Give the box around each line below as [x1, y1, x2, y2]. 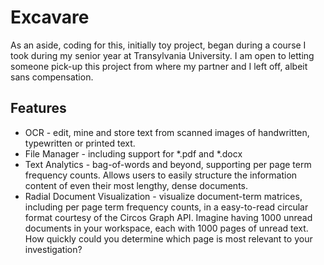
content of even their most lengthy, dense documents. [24, 179, 248, 191]
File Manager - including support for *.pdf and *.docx [24, 147, 243, 160]
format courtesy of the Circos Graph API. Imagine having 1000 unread [24, 211, 313, 223]
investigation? [24, 243, 83, 255]
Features [10, 100, 67, 117]
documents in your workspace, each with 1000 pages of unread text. [24, 222, 309, 234]
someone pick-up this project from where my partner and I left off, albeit [10, 60, 308, 72]
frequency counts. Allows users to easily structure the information [24, 169, 298, 181]
